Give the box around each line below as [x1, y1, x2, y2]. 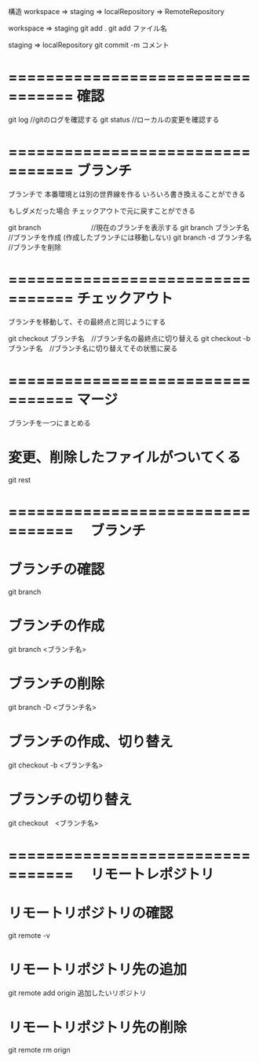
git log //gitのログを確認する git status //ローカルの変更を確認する [8, 115, 220, 124]
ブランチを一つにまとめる [8, 418, 91, 427]
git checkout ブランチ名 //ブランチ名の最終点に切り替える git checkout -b [8, 333, 251, 343]
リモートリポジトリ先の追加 [8, 961, 188, 978]
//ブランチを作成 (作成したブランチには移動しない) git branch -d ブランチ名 [8, 233, 252, 242]
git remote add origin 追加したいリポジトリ [8, 988, 147, 998]
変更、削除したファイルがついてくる [8, 449, 241, 466]
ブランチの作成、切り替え [8, 733, 174, 750]
